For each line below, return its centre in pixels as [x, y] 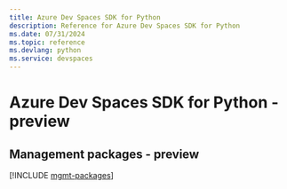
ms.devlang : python [45, 51]
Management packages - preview [104, 154]
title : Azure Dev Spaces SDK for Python [85, 17]
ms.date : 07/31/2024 [48, 34]
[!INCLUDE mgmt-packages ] [61, 175]
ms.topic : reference [48, 42]
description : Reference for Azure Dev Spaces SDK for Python [125, 26]
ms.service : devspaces [51, 59]
